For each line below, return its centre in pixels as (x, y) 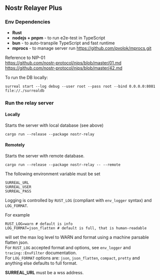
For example (18, 215)
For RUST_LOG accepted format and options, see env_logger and (68, 248)
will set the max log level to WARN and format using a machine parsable (77, 237)
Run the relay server (29, 103)
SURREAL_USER (18, 187)
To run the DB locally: (27, 77)
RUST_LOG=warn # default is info (39, 224)
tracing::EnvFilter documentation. (41, 253)
